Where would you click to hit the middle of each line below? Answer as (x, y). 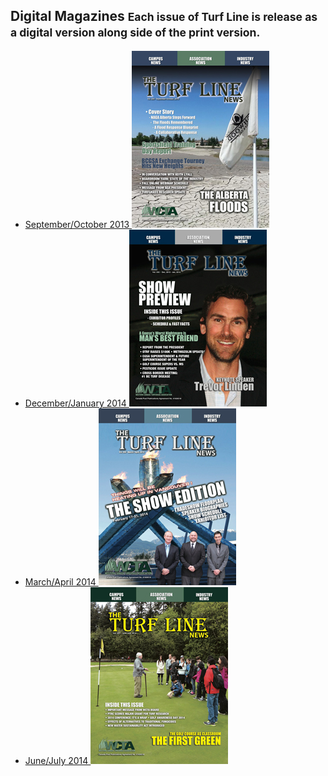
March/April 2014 (60, 581)
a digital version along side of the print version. (135, 32)
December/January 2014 (75, 403)
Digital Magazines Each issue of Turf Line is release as (164, 16)
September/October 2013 (77, 224)
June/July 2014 (56, 760)
